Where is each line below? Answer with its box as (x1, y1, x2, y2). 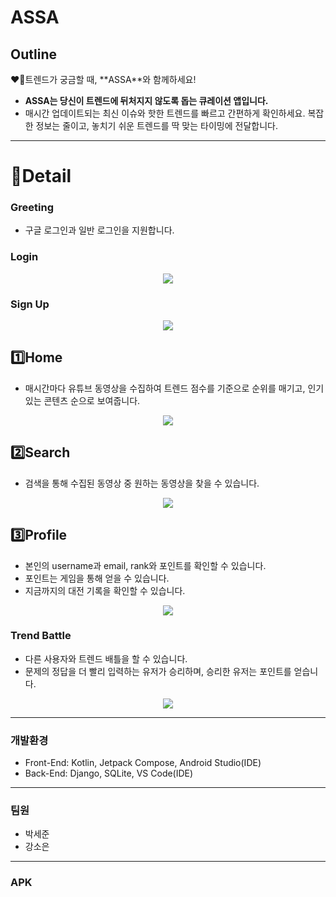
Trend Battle (10, 629, 72, 643)
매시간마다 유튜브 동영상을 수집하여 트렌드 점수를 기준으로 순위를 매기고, (24, 382, 306, 394)
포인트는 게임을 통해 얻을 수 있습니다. (24, 572, 170, 584)
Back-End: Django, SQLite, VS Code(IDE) (24, 767, 194, 780)
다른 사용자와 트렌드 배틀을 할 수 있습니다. (24, 652, 188, 665)
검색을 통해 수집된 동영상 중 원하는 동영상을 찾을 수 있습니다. (24, 477, 260, 489)
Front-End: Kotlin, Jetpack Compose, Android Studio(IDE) (24, 757, 262, 769)
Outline (10, 46, 57, 63)
